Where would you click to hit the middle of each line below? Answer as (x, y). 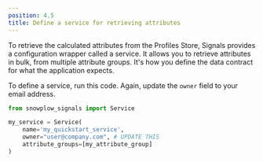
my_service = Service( (45, 123)
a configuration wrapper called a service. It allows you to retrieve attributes (130, 53)
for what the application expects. (61, 70)
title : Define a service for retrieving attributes (94, 23)
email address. (32, 94)
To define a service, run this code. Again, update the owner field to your (123, 85)
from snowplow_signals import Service (71, 108)
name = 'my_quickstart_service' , (73, 130)
